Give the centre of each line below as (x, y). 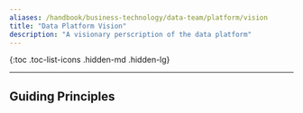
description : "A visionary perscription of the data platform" (131, 34)
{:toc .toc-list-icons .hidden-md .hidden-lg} (90, 60)
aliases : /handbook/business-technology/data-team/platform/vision (139, 17)
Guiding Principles (62, 96)
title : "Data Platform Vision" (68, 26)
